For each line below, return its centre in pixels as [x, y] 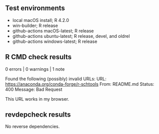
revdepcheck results [38, 115]
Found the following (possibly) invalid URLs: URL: [56, 79]
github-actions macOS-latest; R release [53, 31]
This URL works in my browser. [37, 99]
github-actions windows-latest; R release [55, 41]
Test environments [35, 8]
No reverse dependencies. [32, 127]
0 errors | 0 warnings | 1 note [35, 69]
